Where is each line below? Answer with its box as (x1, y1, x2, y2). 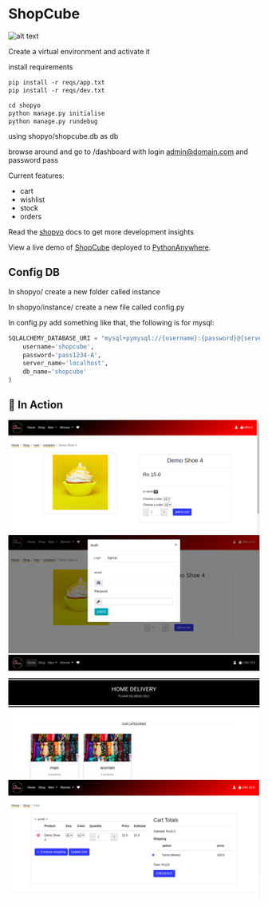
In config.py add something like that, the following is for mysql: (8, 317, 215, 327)
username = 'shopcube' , (22, 342, 94, 351)
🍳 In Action (8, 398, 64, 412)
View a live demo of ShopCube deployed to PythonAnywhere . (8, 242, 211, 252)
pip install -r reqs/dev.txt (8, 86, 105, 94)
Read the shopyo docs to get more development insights (8, 226, 194, 236)
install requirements (8, 61, 73, 72)
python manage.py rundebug (8, 117, 98, 125)
